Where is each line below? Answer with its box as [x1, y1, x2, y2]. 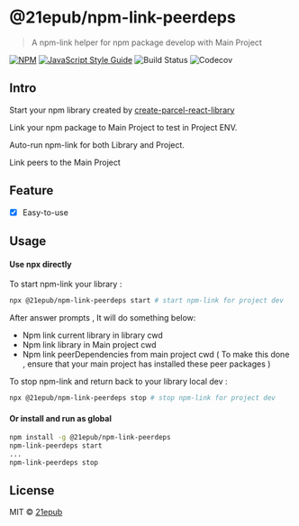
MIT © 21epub [9, 507, 63, 518]
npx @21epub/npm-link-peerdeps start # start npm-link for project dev [9, 296, 284, 305]
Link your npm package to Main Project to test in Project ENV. [9, 122, 238, 132]
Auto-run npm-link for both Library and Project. [9, 139, 185, 150]
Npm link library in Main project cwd [22, 340, 157, 350]
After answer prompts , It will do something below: [9, 313, 196, 323]
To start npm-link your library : [9, 278, 122, 290]
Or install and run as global [9, 413, 113, 423]
